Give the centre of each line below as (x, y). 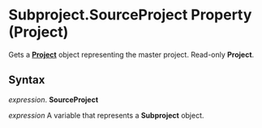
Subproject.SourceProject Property (130, 15)
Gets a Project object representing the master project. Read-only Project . (131, 54)
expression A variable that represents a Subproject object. (106, 115)
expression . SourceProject (54, 100)
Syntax (27, 80)
